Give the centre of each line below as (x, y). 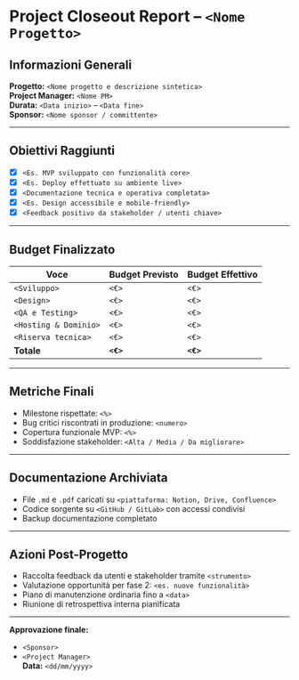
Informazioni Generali (70, 65)
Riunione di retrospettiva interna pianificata (101, 604)
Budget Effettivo (222, 274)
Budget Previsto (144, 274)
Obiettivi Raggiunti (62, 151)
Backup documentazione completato (89, 518)
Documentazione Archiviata (89, 478)
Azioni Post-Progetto (69, 554)
